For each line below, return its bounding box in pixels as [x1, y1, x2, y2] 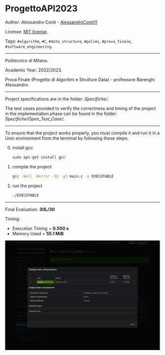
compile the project [12, 164, 52, 169]
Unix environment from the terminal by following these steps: [5, 135, 129, 141]
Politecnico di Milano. [5, 57, 49, 63]
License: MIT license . [5, 28, 48, 34]
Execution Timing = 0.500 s [12, 225, 69, 231]
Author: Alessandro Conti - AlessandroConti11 [5, 19, 98, 25]
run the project [12, 183, 43, 189]
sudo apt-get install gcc [12, 155, 65, 160]
